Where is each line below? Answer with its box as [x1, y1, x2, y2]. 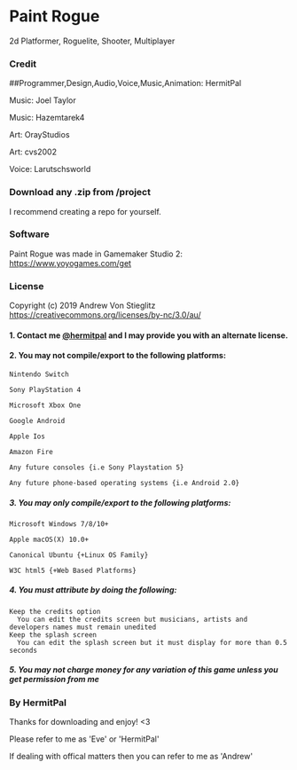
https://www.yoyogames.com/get [9, 257, 131, 268]
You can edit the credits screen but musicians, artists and [17, 615, 248, 624]
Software [9, 228, 51, 240]
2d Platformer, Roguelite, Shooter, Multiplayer [9, 35, 176, 46]
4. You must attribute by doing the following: [9, 585, 177, 595]
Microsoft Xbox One [9, 401, 82, 410]
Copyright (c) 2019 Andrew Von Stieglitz [9, 300, 156, 311]
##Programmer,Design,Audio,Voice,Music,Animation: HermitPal [9, 78, 242, 89]
